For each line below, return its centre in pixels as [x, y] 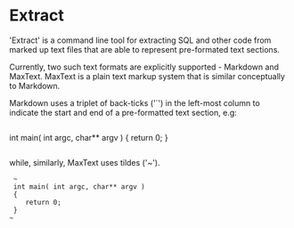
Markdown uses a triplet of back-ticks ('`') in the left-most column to [135, 102]
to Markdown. [35, 85]
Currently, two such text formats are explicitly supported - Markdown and [144, 67]
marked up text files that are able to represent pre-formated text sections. [145, 49]
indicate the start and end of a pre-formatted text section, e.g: [123, 112]
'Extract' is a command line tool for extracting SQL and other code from [140, 40]
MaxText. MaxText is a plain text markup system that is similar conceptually [147, 76]
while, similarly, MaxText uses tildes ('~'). [85, 162]
